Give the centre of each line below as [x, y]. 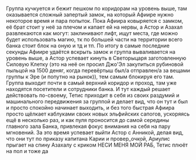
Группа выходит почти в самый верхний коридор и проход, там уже [91, 83]
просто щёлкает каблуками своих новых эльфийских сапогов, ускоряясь [98, 114]
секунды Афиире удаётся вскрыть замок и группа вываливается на [91, 52]
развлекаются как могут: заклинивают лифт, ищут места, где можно [92, 33]
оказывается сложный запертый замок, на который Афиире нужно [90, 15]
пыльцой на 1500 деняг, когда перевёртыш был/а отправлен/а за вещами [98, 70]
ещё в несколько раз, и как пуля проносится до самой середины [88, 120]
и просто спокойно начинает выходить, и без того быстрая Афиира [90, 108]
